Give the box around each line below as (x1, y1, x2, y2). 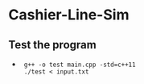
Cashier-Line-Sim (8, 6, 130, 24)
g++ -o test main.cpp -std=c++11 (23, 61, 136, 69)
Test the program (8, 38, 97, 52)
